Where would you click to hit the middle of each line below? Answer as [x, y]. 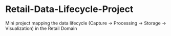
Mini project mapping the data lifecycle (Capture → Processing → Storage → [86, 23]
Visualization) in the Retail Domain [41, 28]
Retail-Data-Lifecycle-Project [69, 9]
